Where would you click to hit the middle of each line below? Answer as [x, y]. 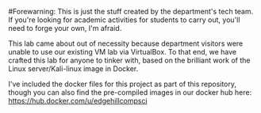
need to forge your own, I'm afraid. [65, 28]
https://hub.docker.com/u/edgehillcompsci [78, 101]
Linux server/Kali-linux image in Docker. [73, 69]
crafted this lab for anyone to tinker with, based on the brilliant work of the [130, 60]
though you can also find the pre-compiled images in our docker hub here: [130, 92]
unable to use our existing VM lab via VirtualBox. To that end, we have [122, 52]
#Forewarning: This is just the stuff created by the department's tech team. [131, 11]
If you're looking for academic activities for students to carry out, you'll [124, 20]
